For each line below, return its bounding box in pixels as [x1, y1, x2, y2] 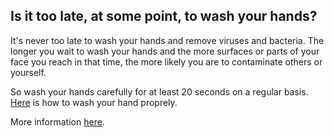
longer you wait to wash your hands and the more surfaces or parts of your [10, 45, 320, 57]
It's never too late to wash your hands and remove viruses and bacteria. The [10, 34, 325, 46]
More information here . [10, 115, 105, 128]
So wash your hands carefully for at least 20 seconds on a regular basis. [10, 85, 309, 98]
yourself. [10, 66, 47, 78]
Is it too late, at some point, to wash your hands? [10, 8, 318, 25]
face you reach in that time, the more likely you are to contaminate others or [10, 55, 323, 68]
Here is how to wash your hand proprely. [10, 96, 178, 108]
